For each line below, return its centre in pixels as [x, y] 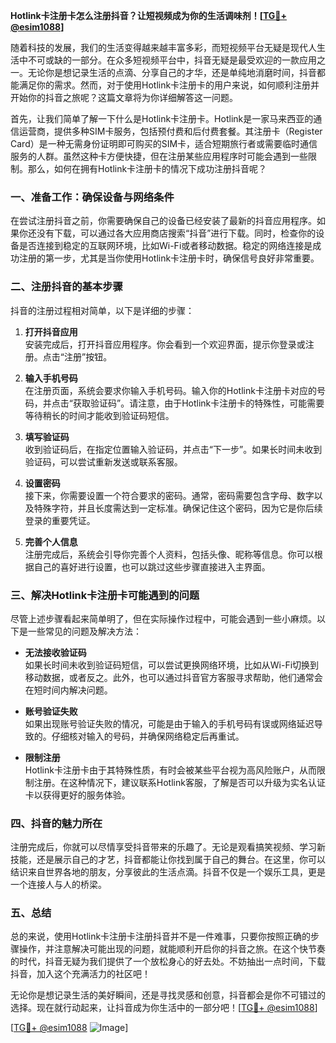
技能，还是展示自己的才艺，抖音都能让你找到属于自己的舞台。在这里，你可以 [168, 860]
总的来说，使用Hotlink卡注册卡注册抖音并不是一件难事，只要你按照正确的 [161, 936]
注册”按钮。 [88, 356]
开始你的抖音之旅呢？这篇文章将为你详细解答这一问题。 [124, 97]
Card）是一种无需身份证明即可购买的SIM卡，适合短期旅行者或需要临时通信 [164, 143]
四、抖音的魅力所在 [56, 823]
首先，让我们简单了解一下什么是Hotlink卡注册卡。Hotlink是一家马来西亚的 [162, 118]
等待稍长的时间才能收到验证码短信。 [99, 415]
